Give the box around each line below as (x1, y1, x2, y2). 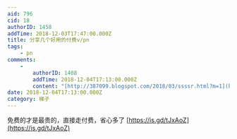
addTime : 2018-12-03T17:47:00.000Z (7, 30, 112, 37)
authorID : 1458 (7, 23, 52, 30)
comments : (7, 56, 37, 64)
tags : (7, 43, 23, 50)
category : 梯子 (7, 96, 50, 103)
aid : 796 (7, 10, 33, 18)
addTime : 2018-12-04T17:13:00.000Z (32, 75, 138, 83)
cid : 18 (7, 17, 30, 24)
